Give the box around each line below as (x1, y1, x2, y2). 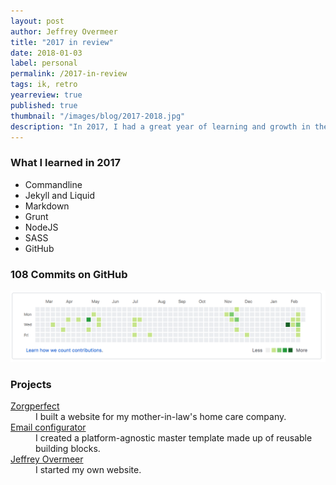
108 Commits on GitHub (10, 267, 128, 281)
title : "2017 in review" (10, 37, 114, 47)
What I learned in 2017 (10, 156, 122, 170)
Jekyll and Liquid (24, 189, 96, 201)
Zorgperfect (10, 400, 60, 412)
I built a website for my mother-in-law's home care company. (35, 410, 287, 422)
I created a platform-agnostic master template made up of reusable (35, 431, 313, 444)
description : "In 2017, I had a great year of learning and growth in (10, 121, 311, 132)
